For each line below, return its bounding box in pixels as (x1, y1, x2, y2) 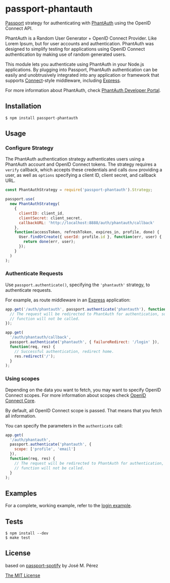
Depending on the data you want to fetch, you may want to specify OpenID (5, 387, 161, 393)
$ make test (5, 535, 30, 540)
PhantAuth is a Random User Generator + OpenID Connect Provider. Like (5, 35, 157, 41)
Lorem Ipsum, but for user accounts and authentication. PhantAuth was (5, 40, 154, 46)
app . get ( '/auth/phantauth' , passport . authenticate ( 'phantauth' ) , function (5, 306, 166, 312)
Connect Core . (5, 397, 36, 404)
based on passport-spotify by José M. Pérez (5, 562, 99, 568)
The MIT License (5, 572, 40, 578)
